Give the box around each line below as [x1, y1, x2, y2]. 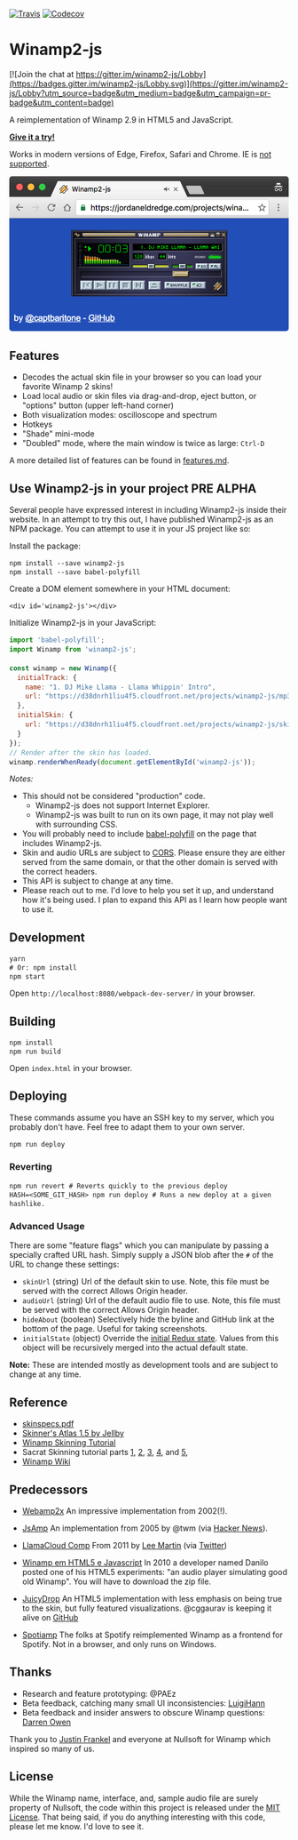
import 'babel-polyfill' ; [9, 636, 105, 644]
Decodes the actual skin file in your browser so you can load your [21, 372, 263, 382]
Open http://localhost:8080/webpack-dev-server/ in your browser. [9, 988, 255, 999]
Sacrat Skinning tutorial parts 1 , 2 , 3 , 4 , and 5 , [21, 1447, 189, 1458]
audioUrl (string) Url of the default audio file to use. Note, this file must [21, 1295, 281, 1306]
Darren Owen [21, 1716, 72, 1727]
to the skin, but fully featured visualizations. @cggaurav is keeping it [21, 1603, 272, 1613]
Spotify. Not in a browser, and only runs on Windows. [21, 1639, 217, 1650]
